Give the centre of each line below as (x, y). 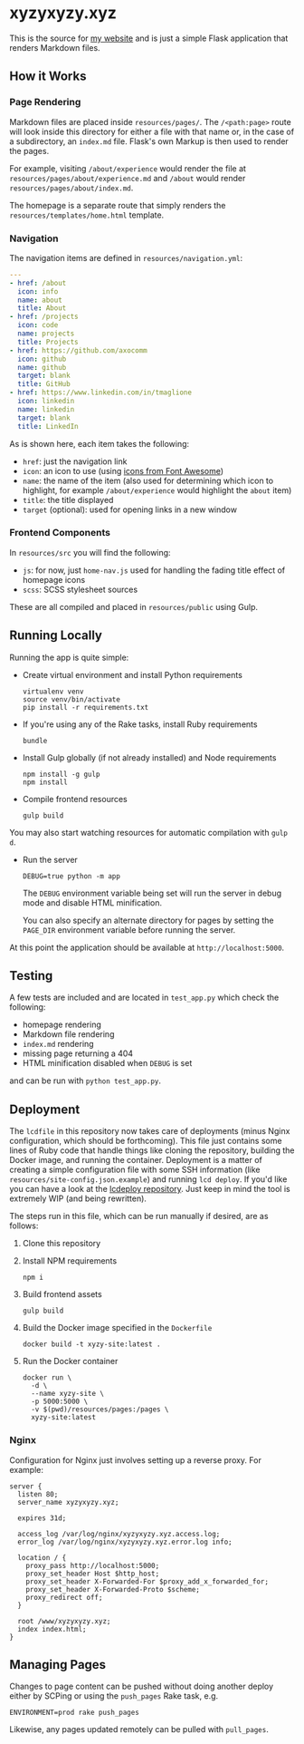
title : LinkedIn (48, 426)
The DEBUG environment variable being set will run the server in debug (152, 893)
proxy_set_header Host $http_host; (93, 1574)
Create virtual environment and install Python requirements (132, 674)
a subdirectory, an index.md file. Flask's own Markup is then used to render (149, 141)
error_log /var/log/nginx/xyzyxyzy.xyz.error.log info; (125, 1542)
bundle (35, 741)
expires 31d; (42, 1518)
